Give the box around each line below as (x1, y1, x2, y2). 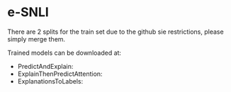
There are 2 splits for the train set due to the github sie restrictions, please (7, 27, 225, 36)
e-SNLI (7, 4, 50, 20)
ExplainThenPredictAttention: (17, 70, 103, 78)
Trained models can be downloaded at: (7, 48, 122, 57)
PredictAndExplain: (17, 62, 74, 70)
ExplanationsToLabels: (17, 77, 84, 85)
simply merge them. (7, 34, 66, 43)
